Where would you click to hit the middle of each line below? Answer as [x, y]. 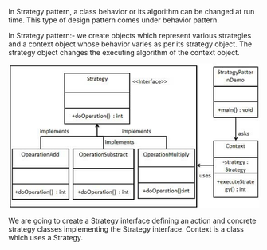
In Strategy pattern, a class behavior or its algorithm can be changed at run [132, 12]
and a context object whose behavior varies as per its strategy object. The [130, 44]
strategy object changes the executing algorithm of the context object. [124, 52]
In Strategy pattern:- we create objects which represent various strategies [130, 36]
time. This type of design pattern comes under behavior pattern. [114, 20]
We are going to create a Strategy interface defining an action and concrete [132, 220]
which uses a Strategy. [46, 237]
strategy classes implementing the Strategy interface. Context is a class [126, 229]
